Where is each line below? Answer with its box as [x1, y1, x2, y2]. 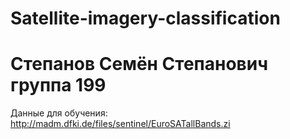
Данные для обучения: [10, 107, 108, 119]
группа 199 [10, 74, 107, 97]
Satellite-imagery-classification [10, 7, 281, 30]
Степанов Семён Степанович [10, 53, 268, 76]
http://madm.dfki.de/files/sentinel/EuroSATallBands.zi [10, 118, 231, 130]
